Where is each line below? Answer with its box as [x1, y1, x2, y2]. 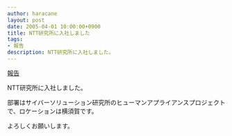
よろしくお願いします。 [7, 121, 74, 130]
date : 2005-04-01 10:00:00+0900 [7, 23, 101, 30]
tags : [7, 36, 23, 43]
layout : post [7, 17, 45, 24]
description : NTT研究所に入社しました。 [7, 49, 115, 56]
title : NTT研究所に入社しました [7, 29, 90, 37]
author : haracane [7, 10, 58, 17]
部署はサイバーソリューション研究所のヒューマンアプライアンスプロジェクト [7, 98, 226, 106]
